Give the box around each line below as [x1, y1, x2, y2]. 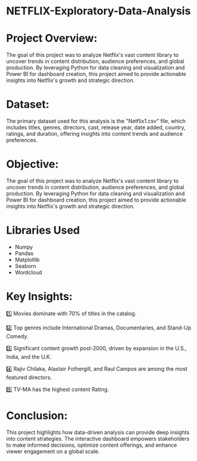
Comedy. [6, 332, 29, 340]
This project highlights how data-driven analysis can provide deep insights [6, 429, 190, 436]
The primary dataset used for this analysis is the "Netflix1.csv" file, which [6, 118, 186, 125]
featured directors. [6, 374, 53, 381]
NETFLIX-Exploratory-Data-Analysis [6, 4, 191, 18]
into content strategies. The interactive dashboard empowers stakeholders [6, 435, 190, 442]
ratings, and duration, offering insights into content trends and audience [6, 130, 183, 138]
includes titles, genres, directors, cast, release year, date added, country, [6, 124, 186, 131]
